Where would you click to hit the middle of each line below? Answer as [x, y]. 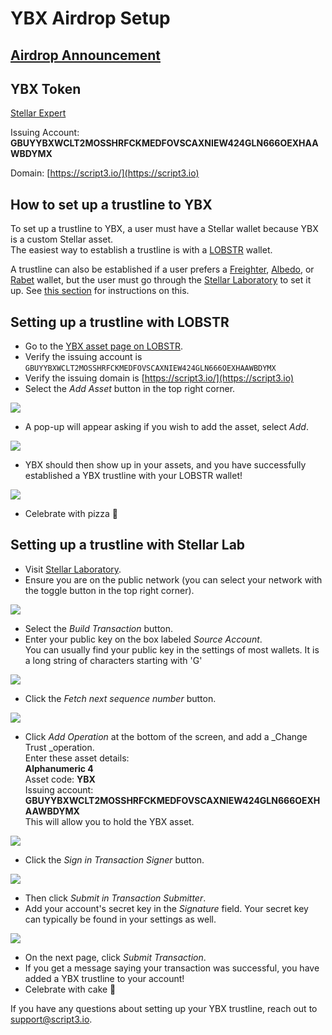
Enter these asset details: [77, 758]
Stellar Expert [38, 113]
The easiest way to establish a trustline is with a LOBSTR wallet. [141, 250]
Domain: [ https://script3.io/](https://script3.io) [105, 173]
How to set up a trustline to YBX [111, 204]
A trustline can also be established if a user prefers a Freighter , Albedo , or [162, 269]
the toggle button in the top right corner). [109, 590]
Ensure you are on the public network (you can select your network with [173, 579]
